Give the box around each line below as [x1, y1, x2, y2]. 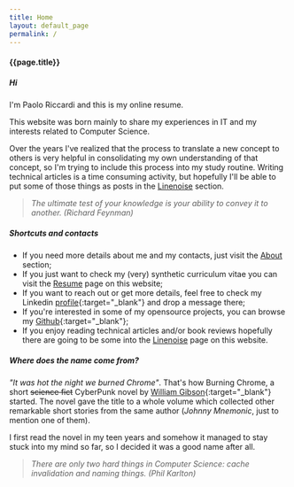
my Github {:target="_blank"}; [21, 315, 129, 326]
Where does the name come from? [9, 355, 140, 366]
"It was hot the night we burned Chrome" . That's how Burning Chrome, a [9, 377, 275, 388]
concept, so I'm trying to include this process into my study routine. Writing [9, 161, 284, 173]
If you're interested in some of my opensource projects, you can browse [21, 306, 286, 317]
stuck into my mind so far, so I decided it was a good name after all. [9, 441, 256, 452]
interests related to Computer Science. [9, 126, 151, 136]
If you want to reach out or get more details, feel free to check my [21, 287, 263, 298]
